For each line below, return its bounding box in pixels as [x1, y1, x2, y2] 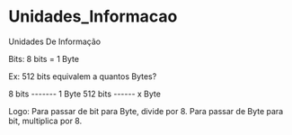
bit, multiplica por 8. [8, 115, 83, 126]
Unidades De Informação [8, 36, 101, 47]
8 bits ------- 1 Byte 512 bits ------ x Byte [8, 88, 161, 99]
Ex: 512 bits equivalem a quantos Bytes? [8, 70, 157, 82]
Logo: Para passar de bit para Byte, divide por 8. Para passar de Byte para [8, 105, 284, 116]
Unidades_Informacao [8, 6, 178, 27]
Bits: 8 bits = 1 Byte [8, 53, 80, 64]
